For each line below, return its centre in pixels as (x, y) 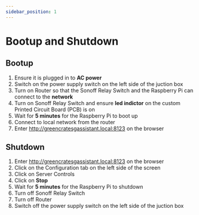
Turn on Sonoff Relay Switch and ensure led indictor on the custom (97, 103)
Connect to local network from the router (65, 122)
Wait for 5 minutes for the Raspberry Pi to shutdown (79, 187)
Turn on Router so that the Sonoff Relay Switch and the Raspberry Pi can (104, 90)
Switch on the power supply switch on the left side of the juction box (99, 84)
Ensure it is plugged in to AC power (58, 78)
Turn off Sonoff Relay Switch (50, 193)
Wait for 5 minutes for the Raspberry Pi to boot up (76, 116)
